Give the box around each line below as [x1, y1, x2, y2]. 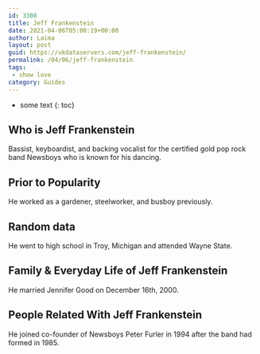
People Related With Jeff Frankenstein [8, 308, 203, 322]
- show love [11, 71, 52, 79]
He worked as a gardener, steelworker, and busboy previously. [8, 196, 213, 207]
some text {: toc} [19, 100, 76, 110]
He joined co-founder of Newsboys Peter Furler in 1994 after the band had [8, 329, 253, 339]
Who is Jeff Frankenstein [8, 123, 135, 136]
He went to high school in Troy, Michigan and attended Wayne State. [8, 240, 233, 251]
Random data [8, 220, 76, 233]
